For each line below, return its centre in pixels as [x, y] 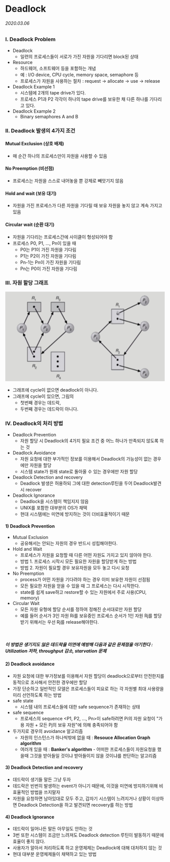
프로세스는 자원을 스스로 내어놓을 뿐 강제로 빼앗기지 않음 [68, 181]
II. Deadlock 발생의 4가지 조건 [40, 131]
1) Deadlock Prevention [30, 526]
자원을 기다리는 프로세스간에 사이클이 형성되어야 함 [62, 237]
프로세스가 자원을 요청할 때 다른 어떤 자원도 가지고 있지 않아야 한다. [86, 555]
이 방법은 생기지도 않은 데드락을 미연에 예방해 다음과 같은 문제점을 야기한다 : [79, 644]
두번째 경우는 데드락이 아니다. [49, 409]
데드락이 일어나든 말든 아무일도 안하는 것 [52, 829]
